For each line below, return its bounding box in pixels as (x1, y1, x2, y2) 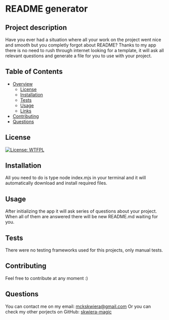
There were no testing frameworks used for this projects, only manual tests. (5, 247, 163, 253)
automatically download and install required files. (5, 180, 108, 186)
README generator (5, 3, 88, 15)
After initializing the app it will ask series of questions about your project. (5, 208, 157, 214)
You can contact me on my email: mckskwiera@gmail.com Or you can (5, 303, 151, 309)
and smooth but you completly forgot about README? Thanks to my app (5, 42, 156, 48)
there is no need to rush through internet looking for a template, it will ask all (5, 48, 164, 53)
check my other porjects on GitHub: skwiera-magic (5, 308, 112, 314)
